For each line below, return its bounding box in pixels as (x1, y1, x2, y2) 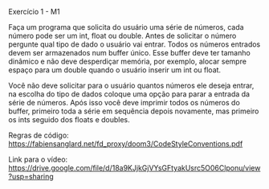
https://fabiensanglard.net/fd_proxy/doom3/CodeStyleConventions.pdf (8, 139, 243, 148)
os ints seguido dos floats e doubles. (8, 115, 130, 124)
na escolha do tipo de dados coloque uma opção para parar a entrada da (8, 89, 251, 99)
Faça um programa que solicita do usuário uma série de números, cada (8, 23, 244, 31)
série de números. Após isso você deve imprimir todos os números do (8, 98, 241, 107)
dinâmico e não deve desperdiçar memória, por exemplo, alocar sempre (8, 56, 247, 66)
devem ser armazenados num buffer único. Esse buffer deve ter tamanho (8, 48, 251, 57)
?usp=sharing (8, 172, 54, 181)
